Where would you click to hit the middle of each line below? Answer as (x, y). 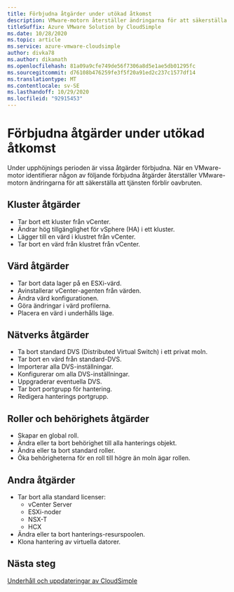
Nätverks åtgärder (48, 335)
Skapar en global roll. (48, 435)
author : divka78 (31, 53)
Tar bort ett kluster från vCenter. (64, 221)
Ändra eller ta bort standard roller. (66, 451)
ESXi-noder (44, 512)
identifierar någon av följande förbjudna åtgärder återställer (111, 175)
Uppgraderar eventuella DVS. (60, 382)
